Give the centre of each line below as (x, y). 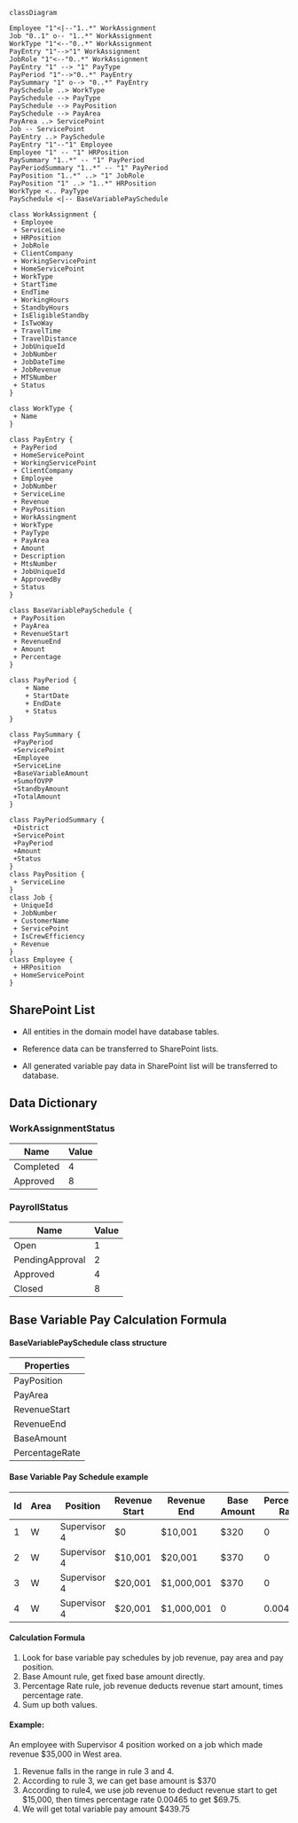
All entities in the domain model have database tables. (121, 1031)
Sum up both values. (59, 1704)
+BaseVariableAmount (51, 774)
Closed (28, 1288)
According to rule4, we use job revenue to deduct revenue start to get (149, 1790)
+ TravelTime (37, 331)
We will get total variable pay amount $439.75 (106, 1809)
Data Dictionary (53, 1103)
